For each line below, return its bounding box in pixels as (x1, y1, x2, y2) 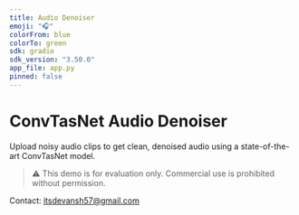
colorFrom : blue (9, 30, 71, 39)
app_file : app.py (9, 64, 75, 73)
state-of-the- (240, 141, 290, 152)
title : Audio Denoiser (9, 13, 95, 23)
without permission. (31, 177, 106, 188)
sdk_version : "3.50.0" (9, 55, 95, 64)
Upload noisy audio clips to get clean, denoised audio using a (9, 141, 239, 152)
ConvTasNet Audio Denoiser (9, 110, 228, 131)
